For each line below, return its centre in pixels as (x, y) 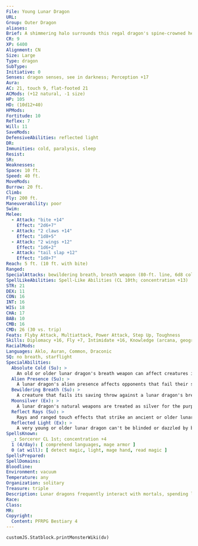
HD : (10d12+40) (25, 105)
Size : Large (21, 55)
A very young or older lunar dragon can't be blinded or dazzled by (103, 428)
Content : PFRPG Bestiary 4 (44, 522)
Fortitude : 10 (24, 116)
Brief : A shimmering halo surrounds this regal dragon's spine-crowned (96, 34)
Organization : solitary (35, 483)
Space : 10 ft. (24, 171)
